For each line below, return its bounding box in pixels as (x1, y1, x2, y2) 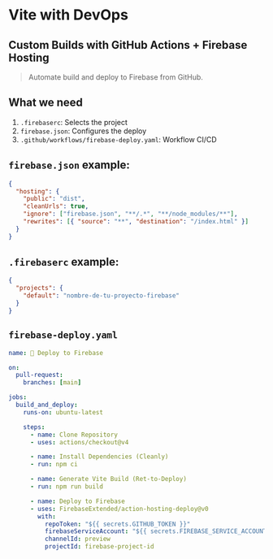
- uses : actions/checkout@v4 (29, 438, 129, 446)
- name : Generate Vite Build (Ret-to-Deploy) (29, 475, 187, 483)
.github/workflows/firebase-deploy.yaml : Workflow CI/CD (19, 134, 217, 144)
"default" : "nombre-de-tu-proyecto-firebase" (23, 292, 180, 300)
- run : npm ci (29, 461, 79, 469)
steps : (23, 422, 45, 431)
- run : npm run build (29, 483, 104, 491)
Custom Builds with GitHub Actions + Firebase (8, 38, 248, 52)
